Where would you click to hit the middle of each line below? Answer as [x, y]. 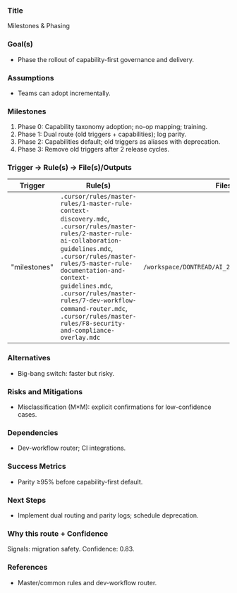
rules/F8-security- [93, 324]
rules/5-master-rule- [97, 264]
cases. [27, 415]
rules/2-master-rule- [97, 234]
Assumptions [31, 78]
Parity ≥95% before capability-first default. [80, 482]
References [28, 568]
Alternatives [29, 358]
